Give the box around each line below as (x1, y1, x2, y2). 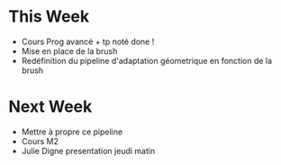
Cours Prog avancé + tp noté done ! (21, 36, 155, 47)
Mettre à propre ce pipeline (21, 126, 123, 137)
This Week (8, 6, 90, 27)
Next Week (8, 96, 93, 117)
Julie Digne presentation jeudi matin (21, 145, 156, 156)
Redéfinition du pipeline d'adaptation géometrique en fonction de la (21, 55, 272, 66)
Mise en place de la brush (21, 45, 118, 56)
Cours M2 (21, 135, 59, 146)
